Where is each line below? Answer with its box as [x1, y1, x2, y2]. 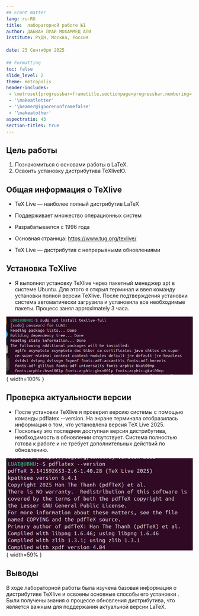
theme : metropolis [6, 78, 52, 84]
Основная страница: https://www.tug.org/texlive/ [14, 235, 137, 242]
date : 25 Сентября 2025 [6, 48, 65, 54]
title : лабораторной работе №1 [6, 22, 86, 28]
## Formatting [6, 59, 41, 65]
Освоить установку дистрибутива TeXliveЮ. [14, 167, 127, 175]
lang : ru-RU [6, 15, 36, 22]
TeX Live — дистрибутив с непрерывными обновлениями [14, 247, 161, 253]
